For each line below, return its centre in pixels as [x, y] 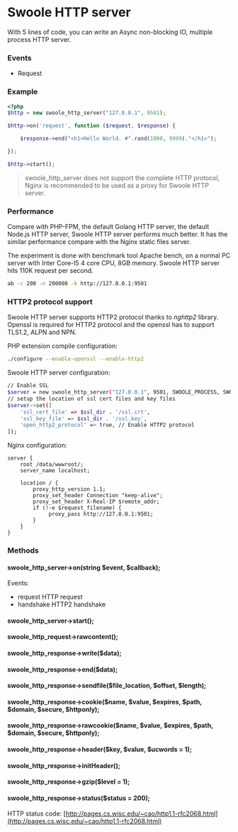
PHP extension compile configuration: [63, 346]
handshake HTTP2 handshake [62, 604]
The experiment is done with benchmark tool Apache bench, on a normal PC [119, 255]
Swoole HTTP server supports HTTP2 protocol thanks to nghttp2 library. [113, 317]
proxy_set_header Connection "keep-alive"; [98, 496]
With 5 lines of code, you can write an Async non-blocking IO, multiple [110, 32]
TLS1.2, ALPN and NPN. [42, 332]
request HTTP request [50, 597]
